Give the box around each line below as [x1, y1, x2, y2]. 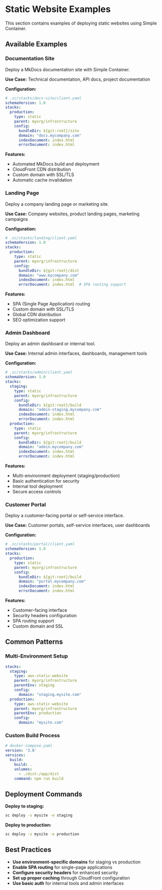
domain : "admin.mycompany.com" [18, 444, 84, 450]
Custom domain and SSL [12, 623, 63, 629]
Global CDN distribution [12, 312, 61, 318]
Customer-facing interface [12, 607, 67, 613]
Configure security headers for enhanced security [12, 869, 118, 875]
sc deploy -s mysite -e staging [5, 813, 72, 818]
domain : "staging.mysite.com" [18, 692, 81, 697]
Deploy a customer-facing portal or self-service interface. [5, 513, 124, 519]
